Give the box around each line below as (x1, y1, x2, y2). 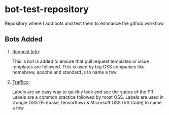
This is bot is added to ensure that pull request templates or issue (12, 58, 149, 64)
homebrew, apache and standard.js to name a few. (12, 69, 118, 75)
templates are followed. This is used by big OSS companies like (12, 63, 145, 69)
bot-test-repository (5, 4, 89, 15)
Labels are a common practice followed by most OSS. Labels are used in (12, 94, 164, 100)
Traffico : (12, 79, 30, 85)
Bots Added (5, 35, 43, 44)
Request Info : (12, 48, 40, 54)
